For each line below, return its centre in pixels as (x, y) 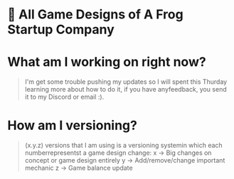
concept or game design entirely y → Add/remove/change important (125, 161)
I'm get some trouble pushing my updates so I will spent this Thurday (126, 82)
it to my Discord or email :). (64, 97)
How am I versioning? (72, 125)
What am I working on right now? (107, 62)
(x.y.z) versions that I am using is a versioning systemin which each (123, 146)
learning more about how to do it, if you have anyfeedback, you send (126, 89)
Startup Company (61, 29)
